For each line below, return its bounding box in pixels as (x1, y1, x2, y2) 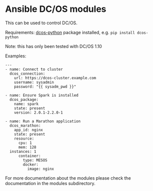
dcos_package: (9, 97, 39, 102)
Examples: (5, 53, 26, 59)
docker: (23, 162, 39, 167)
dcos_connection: (9, 71, 46, 76)
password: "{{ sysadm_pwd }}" (14, 84, 77, 89)
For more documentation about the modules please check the (5, 175, 131, 181)
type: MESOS (23, 157, 48, 163)
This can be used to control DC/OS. (5, 20, 78, 26)
